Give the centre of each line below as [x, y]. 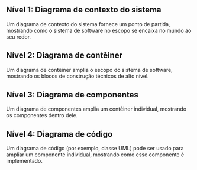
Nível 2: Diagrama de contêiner [64, 56]
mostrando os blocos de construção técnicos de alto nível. [77, 76]
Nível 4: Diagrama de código [59, 134]
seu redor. [19, 37]
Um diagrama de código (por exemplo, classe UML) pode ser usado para [95, 149]
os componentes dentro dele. [42, 115]
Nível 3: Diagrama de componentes [72, 95]
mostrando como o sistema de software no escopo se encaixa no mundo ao [99, 30]
